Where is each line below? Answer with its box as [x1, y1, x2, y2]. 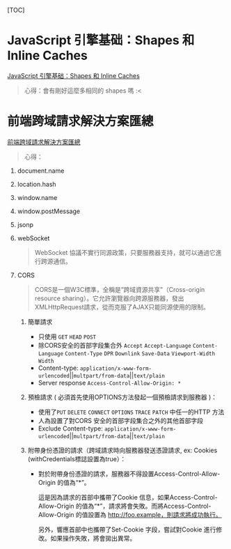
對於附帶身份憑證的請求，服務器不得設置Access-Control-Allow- [38, 470, 221, 478]
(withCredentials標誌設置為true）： [27, 454, 127, 463]
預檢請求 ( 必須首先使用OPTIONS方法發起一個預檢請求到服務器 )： [27, 393, 218, 401]
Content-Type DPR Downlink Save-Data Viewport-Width [65, 350, 216, 357]
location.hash [17, 180, 57, 188]
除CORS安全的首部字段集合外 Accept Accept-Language [38, 341, 191, 349]
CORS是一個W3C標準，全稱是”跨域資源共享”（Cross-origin [34, 285, 205, 293]
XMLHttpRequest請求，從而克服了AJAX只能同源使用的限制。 [34, 302, 210, 311]
